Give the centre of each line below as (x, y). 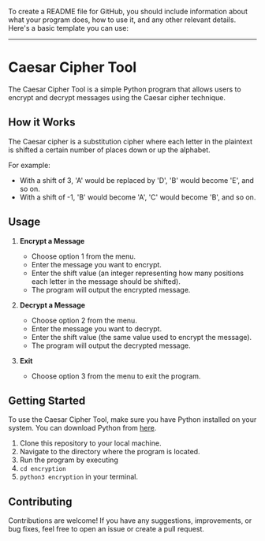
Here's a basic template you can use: (68, 28)
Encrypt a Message (52, 241)
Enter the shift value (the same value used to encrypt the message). (142, 337)
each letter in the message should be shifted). (106, 281)
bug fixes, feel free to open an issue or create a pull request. (106, 529)
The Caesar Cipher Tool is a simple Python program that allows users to (125, 89)
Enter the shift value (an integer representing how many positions (138, 273)
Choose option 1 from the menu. (84, 256)
